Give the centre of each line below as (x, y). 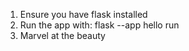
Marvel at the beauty (62, 35)
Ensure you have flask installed (83, 14)
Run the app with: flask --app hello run (99, 25)
